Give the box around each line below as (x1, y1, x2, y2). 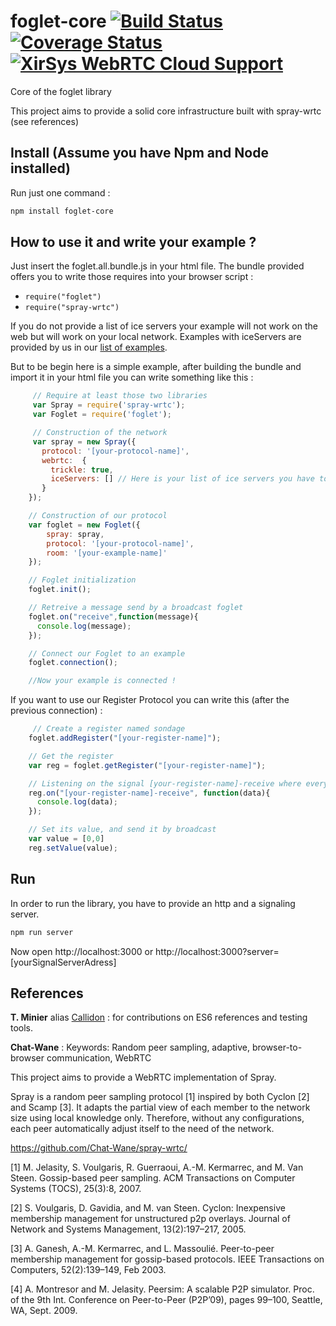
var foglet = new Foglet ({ (28, 520, 141, 530)
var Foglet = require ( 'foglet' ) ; (32, 410, 172, 420)
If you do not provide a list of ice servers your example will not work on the (10, 320, 318, 332)
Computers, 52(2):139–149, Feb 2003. (10, 1264, 167, 1276)
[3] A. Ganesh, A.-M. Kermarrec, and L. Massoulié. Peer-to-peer (10, 1243, 275, 1255)
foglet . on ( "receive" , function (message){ (28, 611, 199, 622)
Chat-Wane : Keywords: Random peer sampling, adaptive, (10, 1041, 250, 1054)
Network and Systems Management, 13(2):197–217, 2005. (10, 1223, 247, 1235)
